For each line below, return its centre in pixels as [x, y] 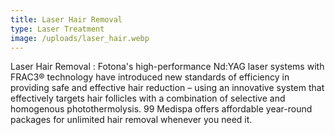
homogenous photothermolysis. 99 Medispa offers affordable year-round [161, 109]
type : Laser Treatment [57, 29]
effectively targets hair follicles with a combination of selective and [148, 98]
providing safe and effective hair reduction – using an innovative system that [167, 88]
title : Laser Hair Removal [66, 19]
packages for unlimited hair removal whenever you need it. [131, 120]
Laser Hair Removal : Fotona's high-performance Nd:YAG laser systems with [167, 67]
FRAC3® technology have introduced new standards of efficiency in [150, 77]
